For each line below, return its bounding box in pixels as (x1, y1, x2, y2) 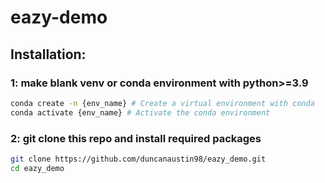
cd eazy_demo (10, 163, 65, 173)
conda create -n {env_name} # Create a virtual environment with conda (10, 98, 315, 108)
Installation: (10, 46, 87, 63)
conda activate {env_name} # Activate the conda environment (10, 107, 271, 118)
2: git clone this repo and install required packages (10, 131, 262, 145)
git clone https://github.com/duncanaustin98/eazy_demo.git (10, 154, 267, 164)
